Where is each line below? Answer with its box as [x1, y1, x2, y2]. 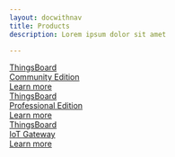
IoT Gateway [9, 129, 56, 140]
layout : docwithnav [9, 13, 83, 22]
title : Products [9, 22, 70, 31]
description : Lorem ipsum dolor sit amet [9, 30, 167, 39]
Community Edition [9, 72, 80, 83]
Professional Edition [9, 100, 83, 111]
